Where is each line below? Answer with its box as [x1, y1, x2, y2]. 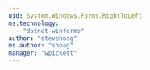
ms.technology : [8, 19, 60, 27]
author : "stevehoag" [8, 34, 78, 43]
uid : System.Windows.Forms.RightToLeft [8, 11, 143, 20]
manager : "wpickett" [8, 49, 78, 57]
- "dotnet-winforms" [15, 27, 85, 35]
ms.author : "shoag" [8, 42, 74, 50]
